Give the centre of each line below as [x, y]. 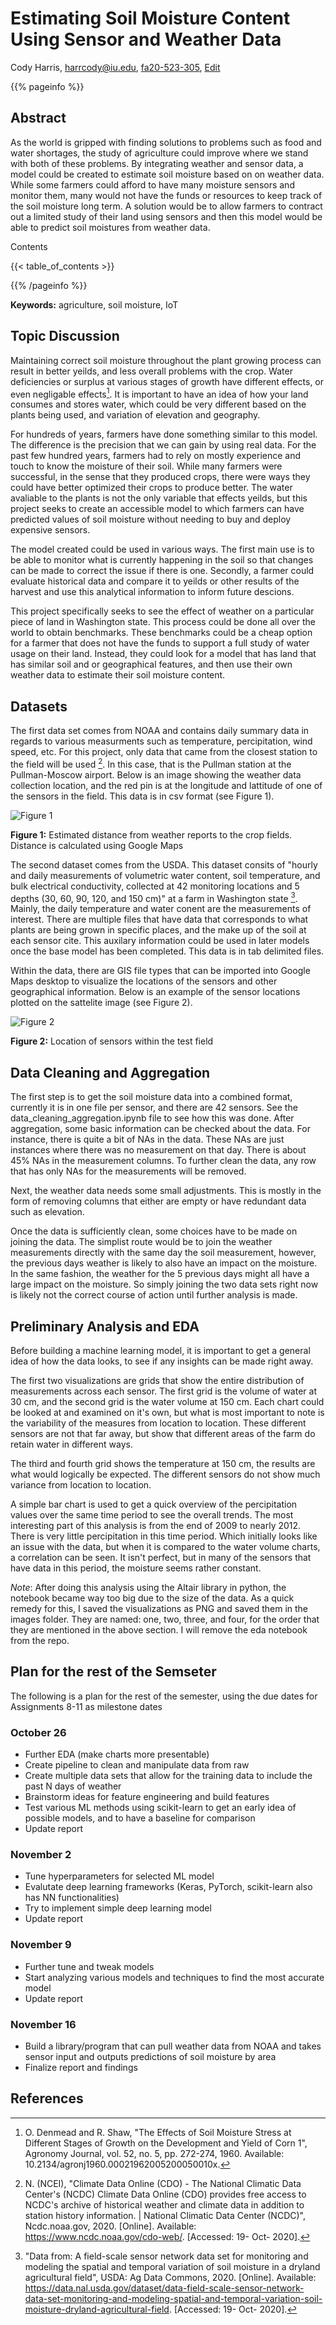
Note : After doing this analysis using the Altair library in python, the [148, 1587]
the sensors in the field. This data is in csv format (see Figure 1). [142, 796]
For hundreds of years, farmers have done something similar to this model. [164, 434]
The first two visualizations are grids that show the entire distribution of [157, 1380]
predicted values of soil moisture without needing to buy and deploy [151, 519]
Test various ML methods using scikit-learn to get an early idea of [160, 1808]
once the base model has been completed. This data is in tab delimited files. [167, 951]
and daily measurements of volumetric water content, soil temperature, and [165, 875]
